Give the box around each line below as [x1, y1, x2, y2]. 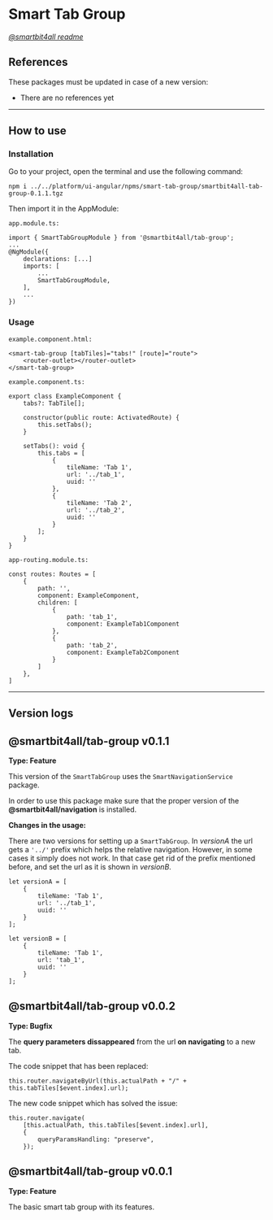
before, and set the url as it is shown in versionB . [8, 861, 172, 871]
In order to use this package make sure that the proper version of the [8, 795, 240, 805]
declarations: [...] [23, 255, 93, 264]
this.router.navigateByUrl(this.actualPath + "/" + [8, 1077, 187, 1085]
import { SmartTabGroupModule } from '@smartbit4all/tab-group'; [8, 233, 234, 242]
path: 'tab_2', [66, 641, 118, 649]
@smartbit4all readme [8, 32, 84, 41]
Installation [8, 148, 54, 159]
